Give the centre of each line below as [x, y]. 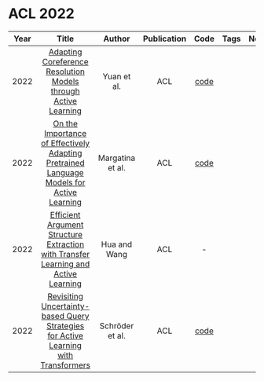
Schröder [117, 325]
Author [117, 38]
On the [66, 123]
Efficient [65, 214]
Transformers [65, 365]
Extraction [66, 244]
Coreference [65, 61]
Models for [65, 182]
